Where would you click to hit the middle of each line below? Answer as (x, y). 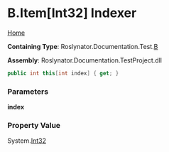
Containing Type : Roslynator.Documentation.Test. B (83, 46)
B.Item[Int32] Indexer (72, 13)
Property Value (34, 126)
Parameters (28, 92)
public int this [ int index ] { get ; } (63, 73)
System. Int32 (27, 141)
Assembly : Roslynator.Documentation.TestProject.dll (84, 60)
